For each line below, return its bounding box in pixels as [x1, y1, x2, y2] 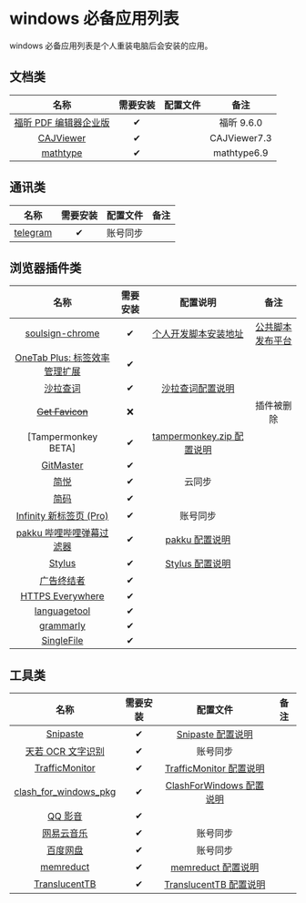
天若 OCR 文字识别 [25, 746, 105, 758]
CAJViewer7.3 [209, 131, 272, 144]
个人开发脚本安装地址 [151, 328, 244, 340]
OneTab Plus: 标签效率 [15, 351, 111, 364]
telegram [14, 226, 53, 238]
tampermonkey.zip [151, 430, 232, 442]
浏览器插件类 [9, 260, 82, 276]
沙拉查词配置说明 [160, 382, 235, 395]
